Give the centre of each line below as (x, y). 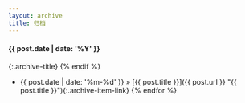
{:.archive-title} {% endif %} (55, 66)
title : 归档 (27, 23)
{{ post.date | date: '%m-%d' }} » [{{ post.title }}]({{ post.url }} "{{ (128, 81)
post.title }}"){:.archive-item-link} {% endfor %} (98, 90)
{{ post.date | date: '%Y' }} (54, 49)
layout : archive (35, 16)
